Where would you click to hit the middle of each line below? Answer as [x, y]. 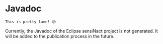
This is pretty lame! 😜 [31, 22]
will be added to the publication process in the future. [60, 36]
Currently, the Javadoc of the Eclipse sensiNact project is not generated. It [81, 31]
